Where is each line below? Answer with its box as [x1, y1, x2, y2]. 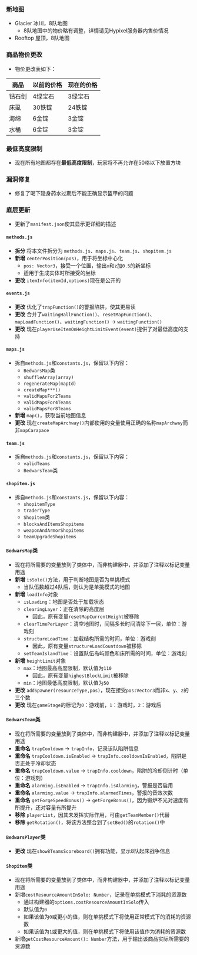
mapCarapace [19, 428, 49, 434]
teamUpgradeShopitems [23, 534, 76, 539]
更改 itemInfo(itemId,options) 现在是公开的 [14, 276, 121, 284]
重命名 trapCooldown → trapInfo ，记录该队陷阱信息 [14, 745, 139, 752]
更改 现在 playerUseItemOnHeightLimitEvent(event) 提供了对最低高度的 [14, 325, 183, 332]
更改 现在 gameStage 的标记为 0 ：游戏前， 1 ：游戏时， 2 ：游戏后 [14, 701, 162, 708]
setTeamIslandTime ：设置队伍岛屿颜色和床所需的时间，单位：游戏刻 [23, 649, 187, 656]
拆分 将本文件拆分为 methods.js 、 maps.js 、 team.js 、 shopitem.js [14, 247, 172, 254]
